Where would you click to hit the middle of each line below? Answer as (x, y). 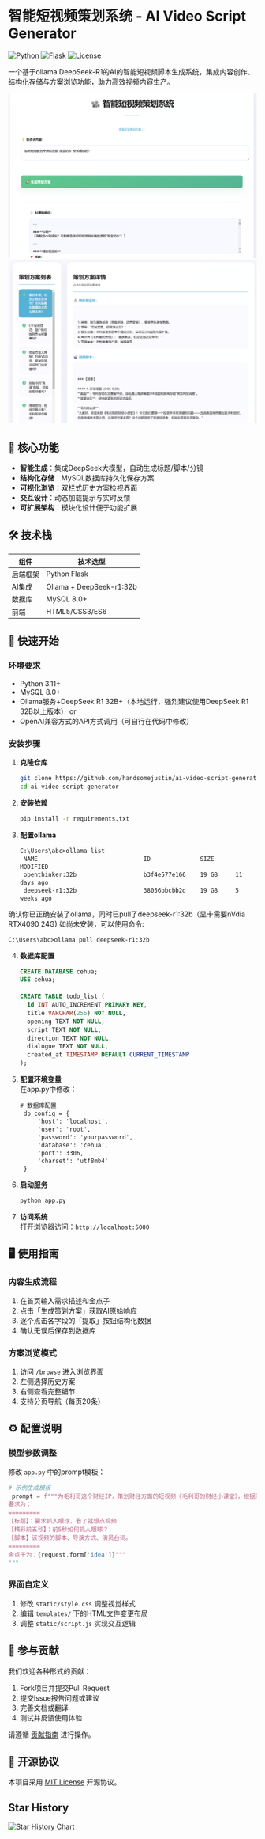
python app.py (43, 1201)
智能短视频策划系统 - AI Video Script (127, 16)
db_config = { (47, 1114)
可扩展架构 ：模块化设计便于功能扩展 (78, 508)
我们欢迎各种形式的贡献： (50, 1671)
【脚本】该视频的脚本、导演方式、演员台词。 (70, 1538)
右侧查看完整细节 (47, 1391)
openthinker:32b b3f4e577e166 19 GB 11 (133, 874)
